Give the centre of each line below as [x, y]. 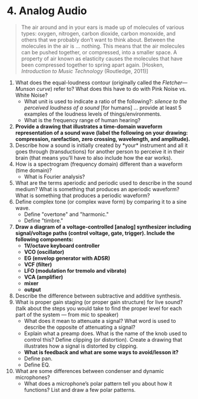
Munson [25, 89]
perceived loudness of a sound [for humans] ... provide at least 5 [103, 107]
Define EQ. [37, 365]
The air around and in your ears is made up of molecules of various [103, 27]
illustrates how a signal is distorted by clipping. [81, 346]
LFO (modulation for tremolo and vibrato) [75, 270]
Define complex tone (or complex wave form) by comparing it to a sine [101, 201]
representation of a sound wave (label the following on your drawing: [101, 133]
